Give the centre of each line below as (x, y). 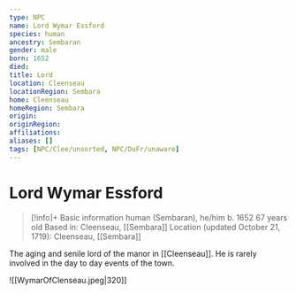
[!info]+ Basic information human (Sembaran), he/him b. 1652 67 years (159, 217)
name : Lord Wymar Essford (57, 26)
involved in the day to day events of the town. (92, 263)
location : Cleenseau (47, 83)
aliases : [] (31, 141)
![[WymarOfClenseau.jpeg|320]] (68, 280)
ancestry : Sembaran (45, 42)
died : (19, 67)
